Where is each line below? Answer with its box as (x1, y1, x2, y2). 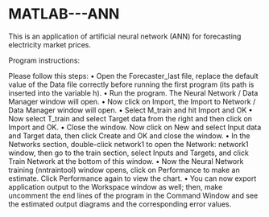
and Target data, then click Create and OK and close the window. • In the (8, 130, 250, 141)
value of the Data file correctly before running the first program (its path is (8, 80, 255, 89)
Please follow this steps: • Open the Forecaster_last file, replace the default (8, 71, 259, 80)
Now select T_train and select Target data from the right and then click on (8, 113, 252, 123)
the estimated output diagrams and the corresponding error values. (8, 199, 232, 209)
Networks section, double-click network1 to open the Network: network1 (8, 139, 249, 149)
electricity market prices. (8, 39, 91, 49)
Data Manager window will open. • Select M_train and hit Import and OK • (8, 105, 253, 115)
